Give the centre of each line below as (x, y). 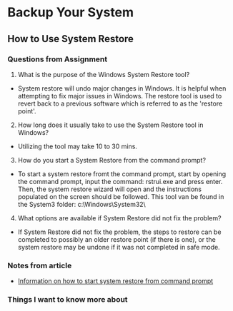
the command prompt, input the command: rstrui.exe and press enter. (120, 181)
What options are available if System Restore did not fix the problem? (119, 218)
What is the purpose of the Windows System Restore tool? (104, 74)
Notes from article (40, 265)
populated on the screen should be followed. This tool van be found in (121, 196)
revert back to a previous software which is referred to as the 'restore (120, 103)
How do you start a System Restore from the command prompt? (111, 160)
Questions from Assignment (58, 59)
